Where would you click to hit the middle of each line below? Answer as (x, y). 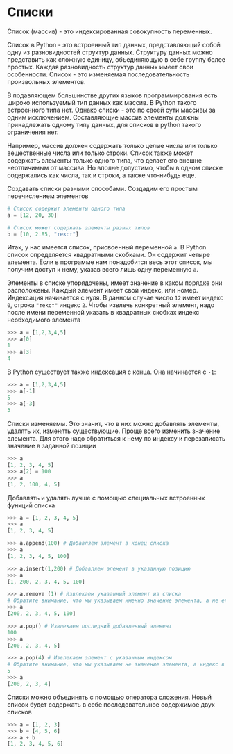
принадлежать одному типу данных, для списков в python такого (104, 124)
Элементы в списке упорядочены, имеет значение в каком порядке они (115, 283)
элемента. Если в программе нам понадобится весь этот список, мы (110, 262)
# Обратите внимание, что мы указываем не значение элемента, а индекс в (116, 664)
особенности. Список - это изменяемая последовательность (98, 74)
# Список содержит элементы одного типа (67, 208)
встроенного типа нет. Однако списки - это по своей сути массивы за (112, 110)
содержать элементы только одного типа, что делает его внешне (105, 160)
